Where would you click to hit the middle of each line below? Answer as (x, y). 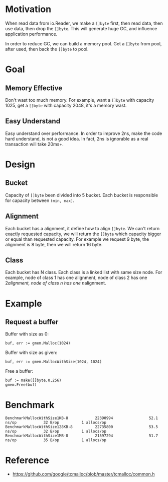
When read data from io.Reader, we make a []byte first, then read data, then (84, 23)
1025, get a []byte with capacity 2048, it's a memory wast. (66, 105)
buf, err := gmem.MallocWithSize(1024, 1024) (53, 362)
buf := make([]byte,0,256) (33, 381)
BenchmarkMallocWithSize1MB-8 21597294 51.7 (81, 436)
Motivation (28, 9)
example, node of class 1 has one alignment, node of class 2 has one (76, 278)
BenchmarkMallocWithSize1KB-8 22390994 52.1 (81, 418)
